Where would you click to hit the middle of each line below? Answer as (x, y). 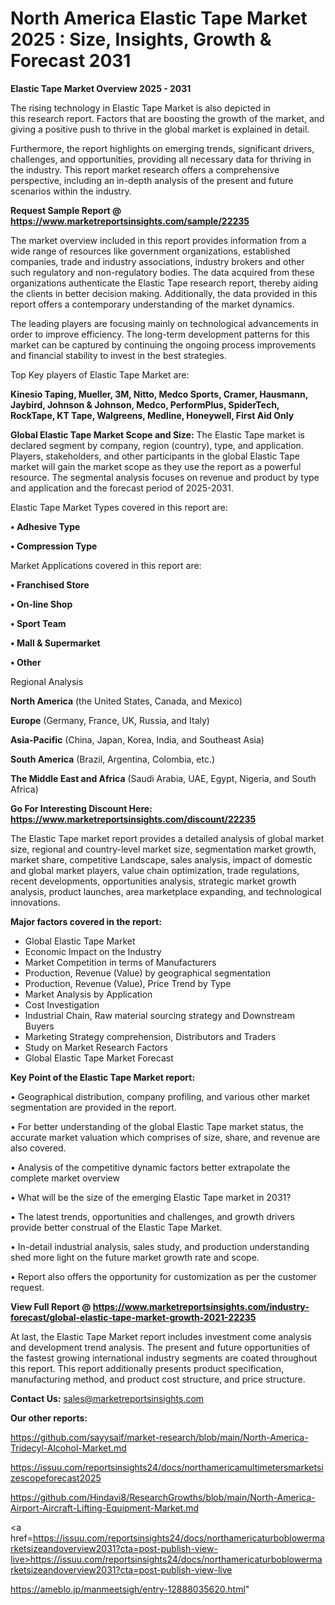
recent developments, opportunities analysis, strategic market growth (153, 881)
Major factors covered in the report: (86, 921)
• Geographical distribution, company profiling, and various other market (160, 1096)
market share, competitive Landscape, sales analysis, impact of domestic (161, 859)
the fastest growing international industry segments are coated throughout (164, 1358)
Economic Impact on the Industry (93, 951)
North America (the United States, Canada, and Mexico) (126, 701)
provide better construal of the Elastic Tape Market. (116, 1227)
